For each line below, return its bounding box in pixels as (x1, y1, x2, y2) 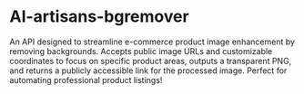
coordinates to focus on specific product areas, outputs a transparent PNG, (9, 55, 292, 66)
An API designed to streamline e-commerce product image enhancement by (9, 36, 296, 47)
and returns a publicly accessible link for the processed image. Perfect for (9, 65, 288, 76)
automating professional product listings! (9, 74, 163, 85)
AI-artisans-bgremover (9, 6, 189, 27)
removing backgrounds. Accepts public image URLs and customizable (9, 45, 273, 56)
